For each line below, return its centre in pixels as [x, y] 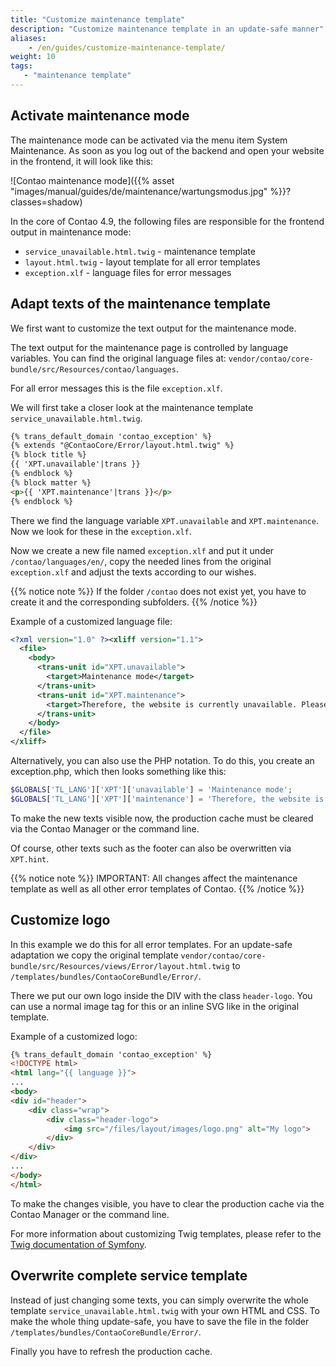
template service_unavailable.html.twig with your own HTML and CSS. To [165, 1310]
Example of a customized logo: [74, 1036]
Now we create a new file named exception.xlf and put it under [142, 550]
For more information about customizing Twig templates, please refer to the [166, 1233]
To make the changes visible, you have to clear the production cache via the [167, 1203]
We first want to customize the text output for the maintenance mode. [153, 328]
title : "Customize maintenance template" [98, 19]
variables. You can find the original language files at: [118, 358]
